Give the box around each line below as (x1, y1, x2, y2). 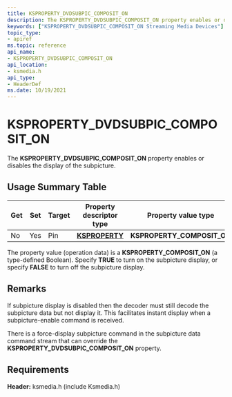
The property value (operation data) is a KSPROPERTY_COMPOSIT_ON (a (7, 248, 217, 256)
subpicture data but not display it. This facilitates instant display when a (7, 308, 211, 317)
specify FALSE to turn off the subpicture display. (7, 263, 145, 271)
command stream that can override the (7, 336, 119, 345)
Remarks (7, 283, 47, 295)
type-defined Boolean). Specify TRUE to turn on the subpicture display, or (7, 256, 218, 264)
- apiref (7, 36, 32, 43)
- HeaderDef (7, 81, 41, 88)
